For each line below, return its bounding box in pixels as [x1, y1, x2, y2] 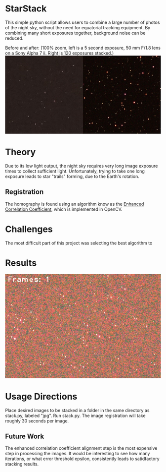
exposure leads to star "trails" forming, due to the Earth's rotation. [5, 173, 140, 179]
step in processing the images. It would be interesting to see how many [5, 451, 150, 457]
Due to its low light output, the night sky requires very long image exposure [5, 163, 158, 169]
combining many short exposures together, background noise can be [5, 30, 146, 36]
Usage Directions [5, 391, 78, 402]
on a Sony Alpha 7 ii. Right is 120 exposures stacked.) [5, 50, 114, 56]
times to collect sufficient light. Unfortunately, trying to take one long [5, 168, 145, 174]
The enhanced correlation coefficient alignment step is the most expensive [5, 445, 158, 451]
